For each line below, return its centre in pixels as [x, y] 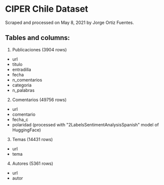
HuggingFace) [26, 130]
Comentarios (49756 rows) [39, 100]
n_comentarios [27, 80]
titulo [17, 64]
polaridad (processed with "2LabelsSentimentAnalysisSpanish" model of [85, 124]
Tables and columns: [37, 38]
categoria [22, 85]
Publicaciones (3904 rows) [39, 49]
